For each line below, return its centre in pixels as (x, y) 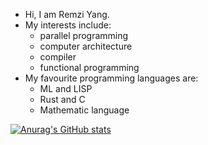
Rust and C (62, 99)
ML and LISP (66, 88)
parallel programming (84, 35)
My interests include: (68, 25)
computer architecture (86, 46)
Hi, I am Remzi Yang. (67, 14)
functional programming (89, 67)
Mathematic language (84, 110)
